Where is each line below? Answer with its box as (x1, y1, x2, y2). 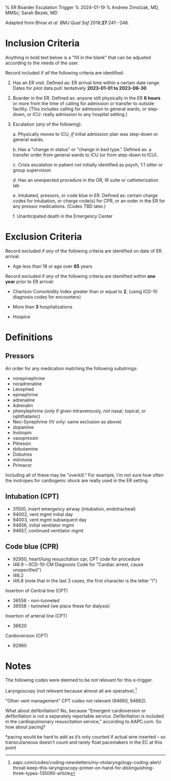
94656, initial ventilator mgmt (12, 522, 74, 528)
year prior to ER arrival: (5, 278, 54, 285)
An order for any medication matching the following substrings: (5, 365, 138, 371)
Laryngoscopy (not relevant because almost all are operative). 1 (5, 687, 137, 694)
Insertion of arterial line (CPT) (5, 612, 68, 619)
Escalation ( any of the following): (12, 121, 82, 127)
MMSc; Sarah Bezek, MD (5, 10, 58, 16)
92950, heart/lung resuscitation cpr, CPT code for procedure (12, 556, 140, 562)
